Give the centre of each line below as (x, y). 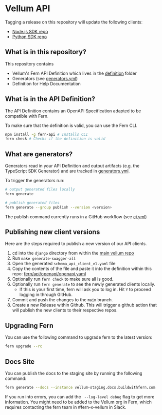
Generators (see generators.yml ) (45, 78)
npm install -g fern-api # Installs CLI (47, 134)
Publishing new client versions (53, 232)
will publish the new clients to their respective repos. (65, 310)
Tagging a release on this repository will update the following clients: (74, 22)
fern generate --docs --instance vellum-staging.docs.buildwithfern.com (80, 387)
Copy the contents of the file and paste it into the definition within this (82, 269)
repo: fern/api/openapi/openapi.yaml (49, 274)
